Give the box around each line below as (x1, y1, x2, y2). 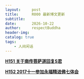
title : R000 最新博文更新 (5, 12, 65, 17)
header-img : (5, 30, 30, 35)
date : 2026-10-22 (5, 21, 54, 26)
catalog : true (5, 35, 35, 40)
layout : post (5, 7, 41, 12)
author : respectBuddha (5, 26, 61, 31)
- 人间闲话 (14, 44, 34, 49)
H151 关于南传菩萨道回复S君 (5, 58, 62, 64)
